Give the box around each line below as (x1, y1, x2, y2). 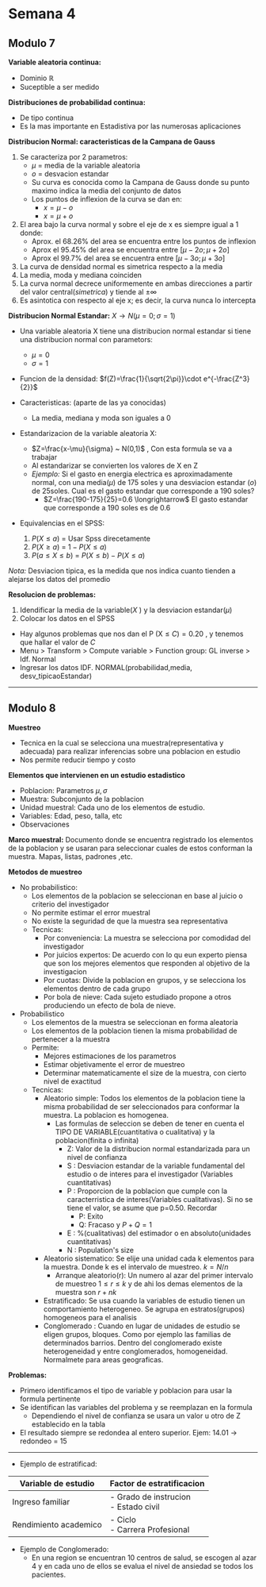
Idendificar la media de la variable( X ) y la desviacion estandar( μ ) (19, 605, 233, 614)
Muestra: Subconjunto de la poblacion (19, 794, 144, 803)
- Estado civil (109, 1501, 160, 1512)
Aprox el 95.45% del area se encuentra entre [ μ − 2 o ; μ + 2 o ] (31, 245, 230, 254)
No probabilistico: (19, 882, 78, 892)
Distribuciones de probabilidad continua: (8, 98, 146, 107)
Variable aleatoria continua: (8, 57, 101, 67)
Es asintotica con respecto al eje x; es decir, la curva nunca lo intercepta (19, 295, 256, 305)
